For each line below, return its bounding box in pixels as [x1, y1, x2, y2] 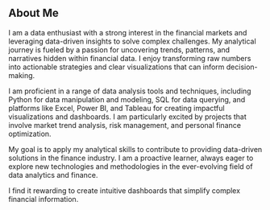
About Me [8, 6, 59, 20]
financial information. [8, 194, 79, 204]
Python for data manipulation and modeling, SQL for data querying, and [8, 94, 246, 104]
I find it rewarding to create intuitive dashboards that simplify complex [8, 185, 240, 196]
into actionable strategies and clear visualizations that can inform [8, 62, 225, 72]
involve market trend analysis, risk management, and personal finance [8, 120, 242, 130]
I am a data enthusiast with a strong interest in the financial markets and [8, 27, 247, 37]
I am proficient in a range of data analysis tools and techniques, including [8, 86, 251, 96]
